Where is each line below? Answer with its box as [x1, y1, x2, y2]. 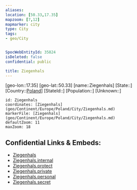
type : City [5, 27, 29, 32]
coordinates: [5, 102, 33, 107]
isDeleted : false [5, 54, 42, 59]
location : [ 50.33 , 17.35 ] [5, 12, 58, 17]
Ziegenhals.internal [12, 157, 54, 163]
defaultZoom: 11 [5, 120, 40, 125]
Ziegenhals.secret [12, 179, 51, 185]
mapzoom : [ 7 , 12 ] [5, 17, 40, 22]
